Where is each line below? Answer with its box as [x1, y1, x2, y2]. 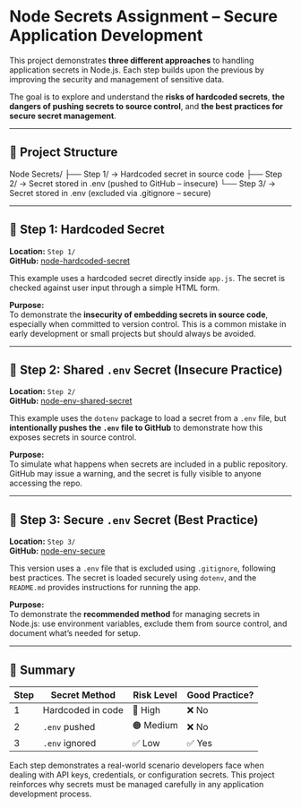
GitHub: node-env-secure [9, 546, 106, 556]
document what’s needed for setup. [9, 628, 141, 639]
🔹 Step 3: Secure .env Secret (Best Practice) [9, 512, 259, 528]
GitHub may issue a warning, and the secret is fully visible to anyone [9, 468, 262, 479]
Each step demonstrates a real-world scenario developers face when [9, 760, 264, 770]
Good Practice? [186, 689, 254, 701]
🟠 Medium [132, 719, 178, 731]
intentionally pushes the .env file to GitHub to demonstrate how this [9, 423, 263, 434]
